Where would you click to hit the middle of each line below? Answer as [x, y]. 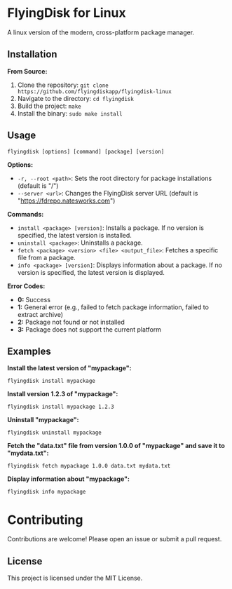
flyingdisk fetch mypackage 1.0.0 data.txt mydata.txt [89, 466]
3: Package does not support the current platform [89, 329]
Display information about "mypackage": [68, 479]
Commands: [26, 214]
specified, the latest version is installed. [74, 235]
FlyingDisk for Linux [67, 13]
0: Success [34, 299]
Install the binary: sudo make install [70, 113]
